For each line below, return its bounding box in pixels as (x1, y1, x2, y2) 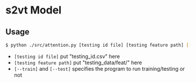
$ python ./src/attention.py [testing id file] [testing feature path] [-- (5, 42, 194, 48)
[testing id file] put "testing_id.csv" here (13, 53, 121, 60)
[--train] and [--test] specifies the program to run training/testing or (13, 65, 185, 72)
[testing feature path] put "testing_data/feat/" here (13, 59, 142, 66)
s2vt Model (5, 4, 62, 17)
